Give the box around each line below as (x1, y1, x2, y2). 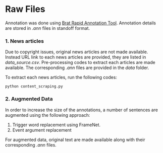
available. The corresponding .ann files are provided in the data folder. (5, 65, 150, 71)
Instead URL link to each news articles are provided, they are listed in (5, 54, 146, 60)
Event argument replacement (12, 127, 72, 133)
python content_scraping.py (5, 84, 63, 89)
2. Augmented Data (5, 95, 53, 102)
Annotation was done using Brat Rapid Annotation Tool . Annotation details (5, 20, 156, 26)
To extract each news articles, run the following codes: (5, 75, 117, 80)
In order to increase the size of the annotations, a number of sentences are (5, 107, 158, 113)
